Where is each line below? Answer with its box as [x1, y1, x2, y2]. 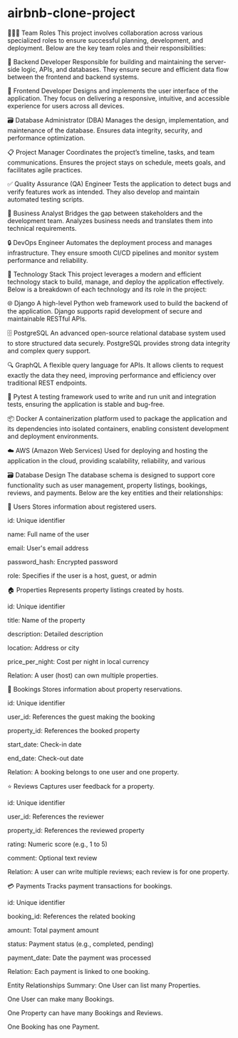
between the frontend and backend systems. [7, 73, 139, 81]
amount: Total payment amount [7, 925, 99, 934]
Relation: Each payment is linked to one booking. [7, 967, 150, 975]
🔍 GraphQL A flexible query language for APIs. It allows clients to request [7, 360, 224, 369]
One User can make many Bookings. [7, 995, 115, 1003]
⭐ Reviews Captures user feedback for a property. [7, 782, 155, 790]
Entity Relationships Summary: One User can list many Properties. [7, 981, 201, 990]
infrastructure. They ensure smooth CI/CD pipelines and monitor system [7, 248, 219, 257]
